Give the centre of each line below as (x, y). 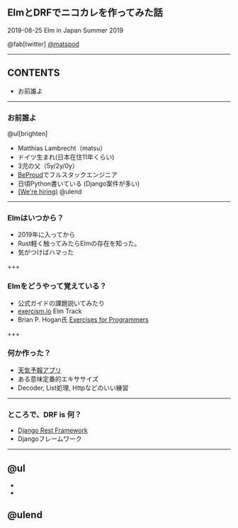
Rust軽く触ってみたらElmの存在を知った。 (79, 244)
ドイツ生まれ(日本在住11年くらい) (66, 157)
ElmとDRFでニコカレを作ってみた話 (85, 13)
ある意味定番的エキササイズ (58, 378)
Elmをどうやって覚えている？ (57, 286)
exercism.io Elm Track (50, 311)
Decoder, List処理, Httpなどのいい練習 (73, 388)
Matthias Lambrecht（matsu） (62, 148)
